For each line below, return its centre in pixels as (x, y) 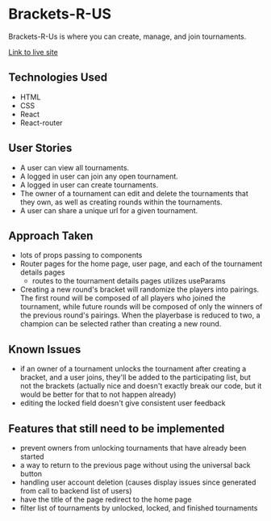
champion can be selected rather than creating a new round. (121, 324)
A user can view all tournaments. (75, 167)
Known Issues (45, 349)
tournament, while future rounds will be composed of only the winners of (141, 307)
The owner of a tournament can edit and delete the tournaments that (134, 193)
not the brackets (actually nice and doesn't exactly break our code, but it (141, 386)
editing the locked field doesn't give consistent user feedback (123, 403)
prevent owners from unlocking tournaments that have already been (133, 448)
